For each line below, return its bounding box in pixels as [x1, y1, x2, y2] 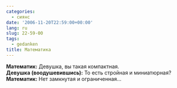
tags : [6, 36, 19, 42]
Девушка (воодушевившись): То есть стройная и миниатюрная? [6, 69, 172, 76]
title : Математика [6, 47, 51, 53]
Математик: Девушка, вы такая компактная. [6, 63, 119, 70]
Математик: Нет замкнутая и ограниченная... [6, 75, 122, 82]
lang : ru [6, 25, 28, 31]
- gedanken [11, 42, 38, 48]
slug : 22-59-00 [6, 31, 44, 36]
